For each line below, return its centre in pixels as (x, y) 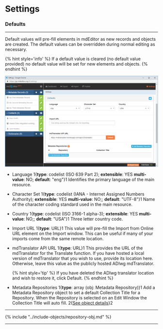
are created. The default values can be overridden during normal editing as (80, 44)
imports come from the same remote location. (58, 239)
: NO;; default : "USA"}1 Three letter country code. (73, 219)
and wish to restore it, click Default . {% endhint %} (63, 278)
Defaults (15, 24)
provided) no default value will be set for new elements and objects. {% (76, 64)
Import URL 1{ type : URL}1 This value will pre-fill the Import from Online (83, 229)
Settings (22, 9)
